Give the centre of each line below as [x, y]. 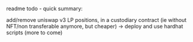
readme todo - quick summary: [44, 9]
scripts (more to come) [34, 33]
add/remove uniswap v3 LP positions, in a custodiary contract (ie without [96, 20]
